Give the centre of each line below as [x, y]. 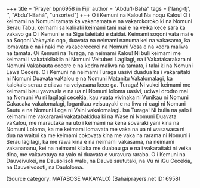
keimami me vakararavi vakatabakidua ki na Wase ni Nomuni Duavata [91, 116]
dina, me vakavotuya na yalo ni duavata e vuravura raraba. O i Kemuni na [96, 154]
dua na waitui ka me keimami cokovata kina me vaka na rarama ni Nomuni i [99, 135]
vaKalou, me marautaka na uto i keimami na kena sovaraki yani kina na [93, 123]
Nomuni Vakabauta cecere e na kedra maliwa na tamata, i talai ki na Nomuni [99, 66]
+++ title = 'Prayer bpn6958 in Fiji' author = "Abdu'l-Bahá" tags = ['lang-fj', [98, 9]
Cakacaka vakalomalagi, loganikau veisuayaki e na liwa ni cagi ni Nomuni [96, 104]
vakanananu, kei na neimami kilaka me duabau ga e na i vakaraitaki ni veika [99, 148]
